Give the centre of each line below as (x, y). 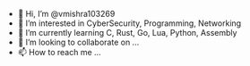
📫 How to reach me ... (59, 52)
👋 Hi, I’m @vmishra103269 (66, 14)
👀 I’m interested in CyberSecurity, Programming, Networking (129, 23)
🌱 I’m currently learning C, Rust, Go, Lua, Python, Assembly (127, 33)
